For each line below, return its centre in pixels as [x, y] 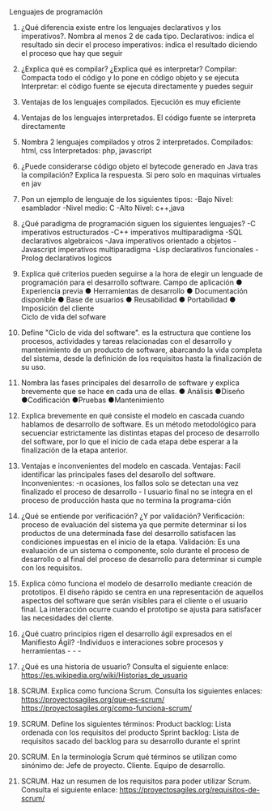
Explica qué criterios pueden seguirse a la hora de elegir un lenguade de [142, 274]
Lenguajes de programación [56, 12]
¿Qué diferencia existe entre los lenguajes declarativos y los [121, 27]
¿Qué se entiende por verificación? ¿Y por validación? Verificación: [133, 516]
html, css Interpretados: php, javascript [86, 150]
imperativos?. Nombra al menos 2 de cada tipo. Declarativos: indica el [137, 36]
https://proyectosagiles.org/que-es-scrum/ [93, 699]
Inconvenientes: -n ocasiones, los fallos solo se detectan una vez [130, 483]
